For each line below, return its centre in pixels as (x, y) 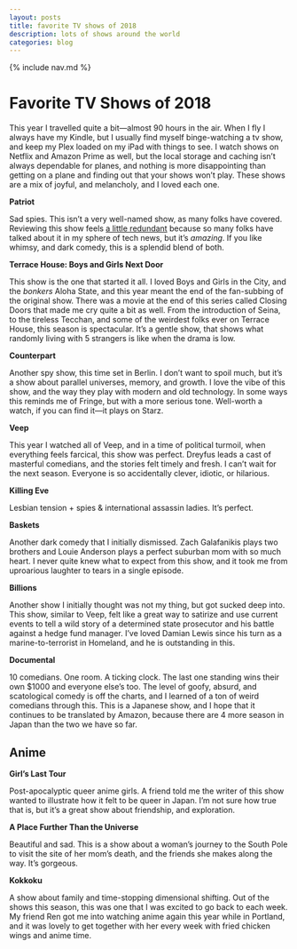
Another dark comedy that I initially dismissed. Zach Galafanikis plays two (144, 542)
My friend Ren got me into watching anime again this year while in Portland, (147, 917)
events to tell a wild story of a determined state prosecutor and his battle (142, 624)
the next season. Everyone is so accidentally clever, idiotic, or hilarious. (140, 474)
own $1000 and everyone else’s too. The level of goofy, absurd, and (133, 687)
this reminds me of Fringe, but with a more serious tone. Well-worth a (136, 402)
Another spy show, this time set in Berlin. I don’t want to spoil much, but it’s (146, 373)
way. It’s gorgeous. (43, 863)
